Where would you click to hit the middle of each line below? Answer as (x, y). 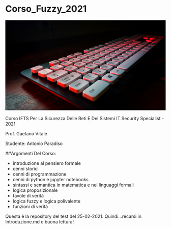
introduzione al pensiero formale (47, 163)
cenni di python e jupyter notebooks (51, 180)
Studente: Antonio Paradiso (34, 144)
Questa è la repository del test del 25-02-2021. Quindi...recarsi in (73, 216)
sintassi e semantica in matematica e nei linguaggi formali (73, 185)
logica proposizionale (35, 190)
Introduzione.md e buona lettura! (40, 222)
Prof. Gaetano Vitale (26, 134)
